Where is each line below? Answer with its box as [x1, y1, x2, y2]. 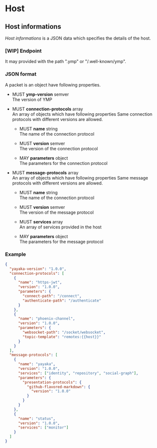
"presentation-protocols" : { [22, 380, 82, 385]
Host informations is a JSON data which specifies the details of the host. [5, 35, 151, 41]
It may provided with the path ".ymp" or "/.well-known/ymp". [5, 59, 126, 64]
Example [5, 251, 26, 258]
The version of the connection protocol [19, 145, 98, 151]
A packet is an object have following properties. [5, 81, 101, 88]
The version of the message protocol [19, 209, 94, 215]
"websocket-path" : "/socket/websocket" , [22, 330, 106, 335]
